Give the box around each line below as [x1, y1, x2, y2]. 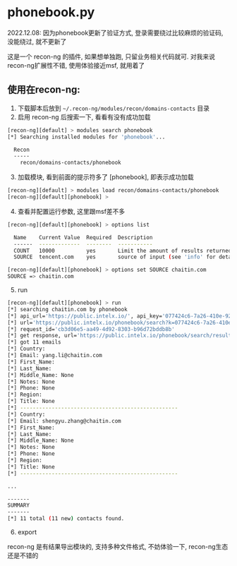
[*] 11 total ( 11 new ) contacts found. [7, 515, 125, 522]
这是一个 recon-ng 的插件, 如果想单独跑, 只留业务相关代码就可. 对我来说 [7, 52, 215, 61]
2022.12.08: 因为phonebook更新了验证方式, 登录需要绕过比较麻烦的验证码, [7, 28, 224, 37]
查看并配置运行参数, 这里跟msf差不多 [17, 207, 126, 215]
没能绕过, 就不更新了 [7, 37, 67, 46]
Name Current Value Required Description [13, 234, 153, 241]
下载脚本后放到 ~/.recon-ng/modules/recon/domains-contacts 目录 [17, 104, 210, 112]
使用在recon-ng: [7, 84, 81, 96]
